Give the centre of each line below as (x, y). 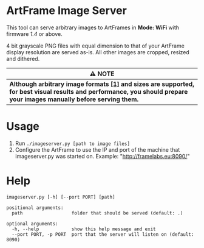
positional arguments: (35, 208)
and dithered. (23, 58)
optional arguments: (32, 224)
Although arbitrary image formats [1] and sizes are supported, (102, 84)
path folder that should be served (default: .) (97, 213)
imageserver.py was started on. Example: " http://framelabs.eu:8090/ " (102, 156)
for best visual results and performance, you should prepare (99, 91)
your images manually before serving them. (74, 99)
